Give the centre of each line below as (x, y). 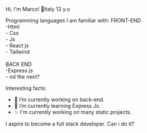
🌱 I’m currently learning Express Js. (57, 106)
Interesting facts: (26, 88)
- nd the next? (22, 77)
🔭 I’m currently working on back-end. (59, 99)
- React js (17, 45)
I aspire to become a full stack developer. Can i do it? (70, 124)
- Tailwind (18, 52)
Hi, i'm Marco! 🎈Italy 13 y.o (38, 9)
